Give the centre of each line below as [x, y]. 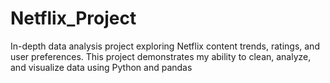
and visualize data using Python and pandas [101, 67]
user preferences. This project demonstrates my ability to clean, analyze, [161, 56]
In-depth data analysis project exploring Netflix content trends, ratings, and [165, 46]
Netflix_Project [73, 18]
